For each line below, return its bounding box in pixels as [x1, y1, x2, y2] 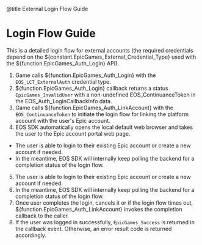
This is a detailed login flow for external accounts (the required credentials [6, 46, 193, 54]
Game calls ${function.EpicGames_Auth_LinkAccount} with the [15, 104, 174, 111]
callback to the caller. [15, 212, 69, 219]
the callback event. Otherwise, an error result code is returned [15, 225, 172, 232]
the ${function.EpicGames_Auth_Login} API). [6, 59, 119, 67]
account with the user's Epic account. [15, 117, 111, 124]
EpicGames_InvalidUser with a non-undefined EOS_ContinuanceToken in [15, 91, 196, 98]
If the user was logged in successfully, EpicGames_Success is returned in [15, 218, 195, 225]
